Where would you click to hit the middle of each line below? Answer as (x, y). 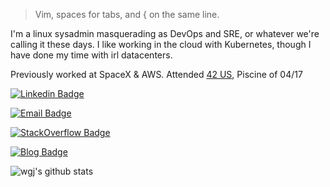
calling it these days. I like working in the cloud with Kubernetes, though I (161, 44)
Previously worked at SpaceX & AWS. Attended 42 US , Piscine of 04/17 (156, 74)
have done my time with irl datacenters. (91, 55)
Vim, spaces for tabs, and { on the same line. (127, 14)
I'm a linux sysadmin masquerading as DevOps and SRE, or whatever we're (165, 33)
